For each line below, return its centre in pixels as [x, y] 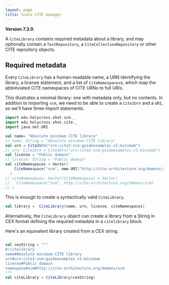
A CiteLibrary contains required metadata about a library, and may [75, 39]
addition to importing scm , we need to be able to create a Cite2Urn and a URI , [84, 103]
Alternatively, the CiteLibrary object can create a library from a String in [80, 216]
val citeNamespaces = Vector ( [37, 164]
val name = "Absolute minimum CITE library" [52, 136]
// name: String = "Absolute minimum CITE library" [60, 141]
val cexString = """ [27, 245]
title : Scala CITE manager [33, 15]
